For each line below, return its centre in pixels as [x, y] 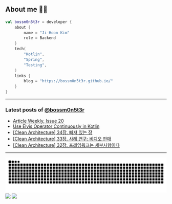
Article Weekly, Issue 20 [38, 121]
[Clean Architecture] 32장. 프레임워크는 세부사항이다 [66, 145]
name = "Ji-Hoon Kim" [47, 33]
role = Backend [40, 38]
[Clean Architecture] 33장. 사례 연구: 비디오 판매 [62, 139]
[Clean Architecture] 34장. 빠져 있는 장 [52, 132]
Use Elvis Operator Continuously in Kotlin [56, 126]
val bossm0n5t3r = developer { [39, 22]
